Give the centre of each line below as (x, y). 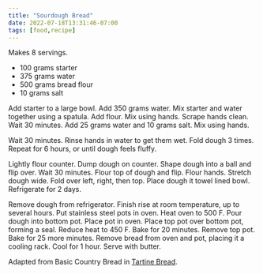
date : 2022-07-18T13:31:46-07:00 (63, 23)
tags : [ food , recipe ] (42, 30)
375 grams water (47, 77)
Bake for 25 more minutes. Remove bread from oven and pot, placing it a (126, 238)
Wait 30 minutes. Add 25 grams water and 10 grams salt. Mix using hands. (129, 125)
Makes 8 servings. (38, 53)
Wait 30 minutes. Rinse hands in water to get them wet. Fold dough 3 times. (131, 141)
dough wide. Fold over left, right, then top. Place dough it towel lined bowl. (129, 181)
